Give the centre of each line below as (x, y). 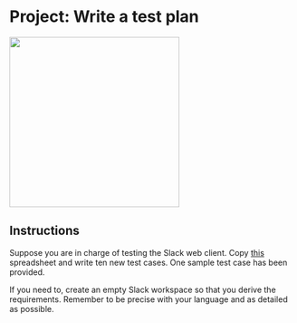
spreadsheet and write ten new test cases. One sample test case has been (148, 262)
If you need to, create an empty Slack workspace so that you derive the (143, 289)
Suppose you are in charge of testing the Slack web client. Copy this (137, 252)
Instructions (44, 231)
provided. (27, 272)
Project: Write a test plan (104, 17)
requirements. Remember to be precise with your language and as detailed (148, 299)
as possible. (32, 308)
